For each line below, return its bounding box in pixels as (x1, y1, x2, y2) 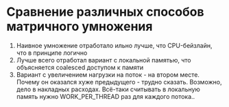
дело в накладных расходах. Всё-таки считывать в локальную (16, 85, 200, 93)
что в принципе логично (16, 49, 88, 57)
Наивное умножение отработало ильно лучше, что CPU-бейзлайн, (16, 41, 213, 49)
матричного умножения (6, 19, 153, 34)
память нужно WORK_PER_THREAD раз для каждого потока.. (16, 92, 195, 100)
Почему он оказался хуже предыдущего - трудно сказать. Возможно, (16, 78, 222, 86)
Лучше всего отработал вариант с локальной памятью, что (16, 56, 191, 64)
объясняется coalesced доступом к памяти (16, 63, 144, 71)
